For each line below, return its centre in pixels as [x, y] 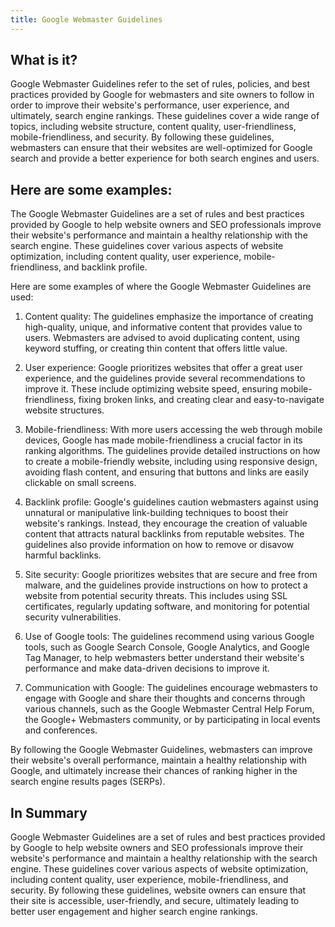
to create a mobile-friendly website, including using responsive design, [171, 462]
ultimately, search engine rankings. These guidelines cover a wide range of [165, 116]
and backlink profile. [105, 267]
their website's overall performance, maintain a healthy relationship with [158, 760]
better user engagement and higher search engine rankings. [134, 912]
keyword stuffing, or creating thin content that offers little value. [156, 348]
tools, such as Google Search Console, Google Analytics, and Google [167, 647]
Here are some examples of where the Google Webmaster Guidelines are [161, 287]
